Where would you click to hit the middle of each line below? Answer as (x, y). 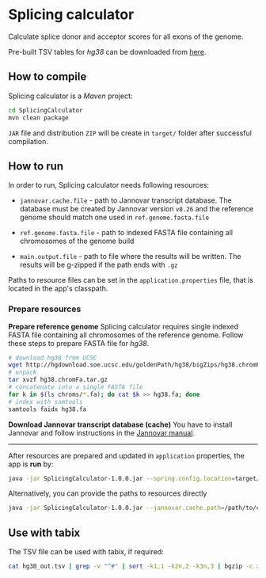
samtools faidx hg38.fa (47, 409)
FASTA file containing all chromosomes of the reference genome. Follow (126, 335)
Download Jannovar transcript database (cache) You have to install (120, 424)
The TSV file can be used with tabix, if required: (86, 552)
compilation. (28, 141)
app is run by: (31, 464)
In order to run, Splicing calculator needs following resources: (109, 185)
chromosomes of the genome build (77, 241)
